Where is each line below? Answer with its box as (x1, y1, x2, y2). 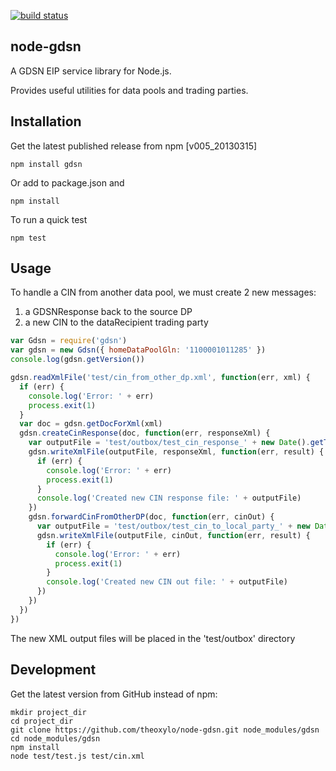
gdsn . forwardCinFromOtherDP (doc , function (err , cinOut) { (28, 512, 275, 522)
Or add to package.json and (10, 176, 125, 189)
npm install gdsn (10, 159, 83, 169)
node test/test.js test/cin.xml (10, 751, 145, 761)
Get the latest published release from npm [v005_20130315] (10, 140, 258, 152)
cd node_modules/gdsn (10, 733, 101, 744)
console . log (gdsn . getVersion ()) (10, 355, 145, 365)
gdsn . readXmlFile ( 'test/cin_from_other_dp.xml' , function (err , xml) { (10, 373, 311, 383)
